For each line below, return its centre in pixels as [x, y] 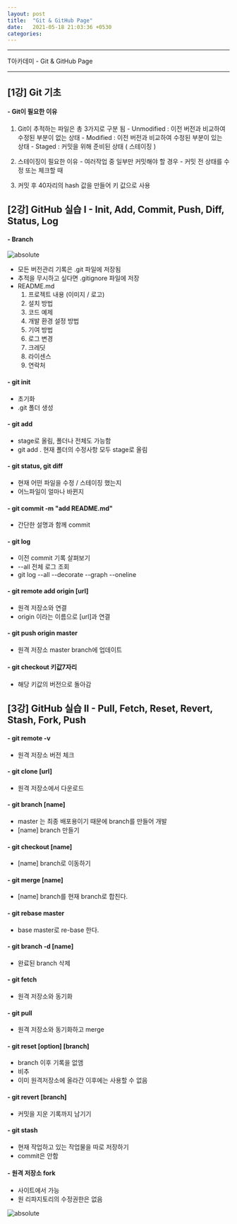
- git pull [20, 1013]
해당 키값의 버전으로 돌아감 [54, 684]
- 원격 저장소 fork [31, 1173]
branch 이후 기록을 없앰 [50, 1063]
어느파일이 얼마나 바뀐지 [51, 491]
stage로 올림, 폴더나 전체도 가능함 [64, 441]
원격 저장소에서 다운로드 [51, 788]
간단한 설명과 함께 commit [54, 525]
